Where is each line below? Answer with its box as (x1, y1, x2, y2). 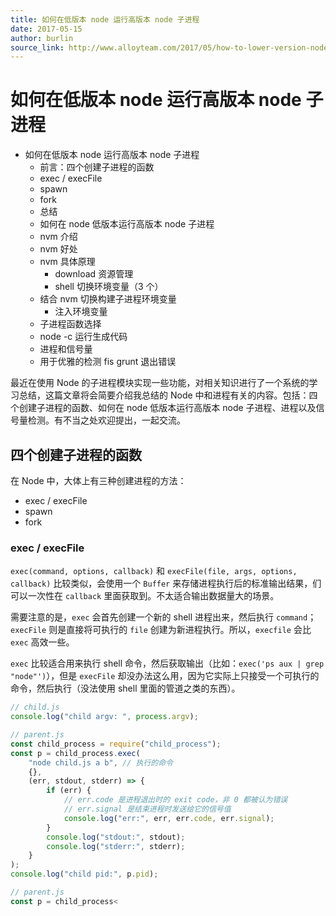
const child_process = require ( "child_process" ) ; (10, 739, 222, 749)
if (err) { (46, 786, 92, 796)
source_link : (10, 42, 65, 53)
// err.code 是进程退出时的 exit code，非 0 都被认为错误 (63, 795, 288, 805)
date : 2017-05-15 (10, 24, 83, 34)
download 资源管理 (54, 268, 134, 280)
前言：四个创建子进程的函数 (39, 161, 155, 173)
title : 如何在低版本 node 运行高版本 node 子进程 (10, 14, 200, 25)
